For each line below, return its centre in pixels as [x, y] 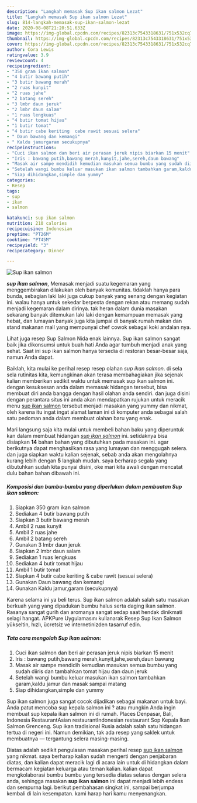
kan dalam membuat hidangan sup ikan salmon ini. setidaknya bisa [87, 436]
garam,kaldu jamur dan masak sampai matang [70, 684]
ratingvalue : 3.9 [28, 55]
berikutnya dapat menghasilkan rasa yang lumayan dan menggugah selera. [97, 448]
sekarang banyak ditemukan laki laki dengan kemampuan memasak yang [95, 315]
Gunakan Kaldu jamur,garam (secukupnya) [67, 588]
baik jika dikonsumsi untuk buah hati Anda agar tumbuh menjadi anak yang [97, 345]
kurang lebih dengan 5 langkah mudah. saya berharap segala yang [87, 461]
